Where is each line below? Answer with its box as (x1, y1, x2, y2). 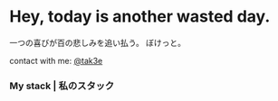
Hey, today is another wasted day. (9, 6, 271, 27)
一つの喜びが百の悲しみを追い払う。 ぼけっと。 (9, 37, 187, 48)
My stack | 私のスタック (9, 79, 115, 92)
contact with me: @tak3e (9, 55, 103, 66)
